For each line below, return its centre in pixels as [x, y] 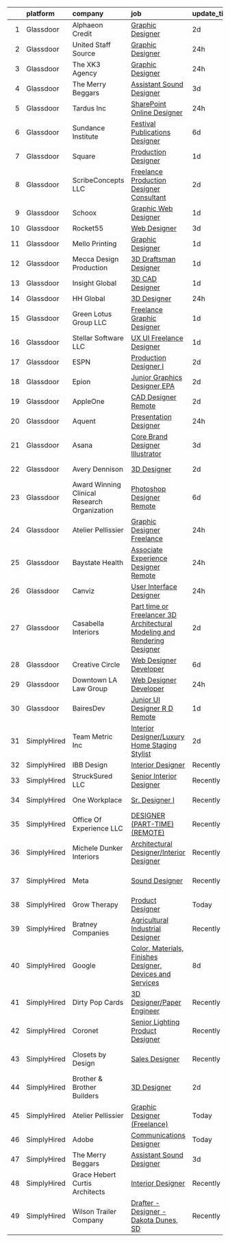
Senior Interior [154, 776]
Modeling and [153, 632]
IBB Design [90, 765]
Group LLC [90, 323]
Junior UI [146, 700]
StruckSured [92, 776]
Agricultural [150, 920]
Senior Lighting [155, 1022]
